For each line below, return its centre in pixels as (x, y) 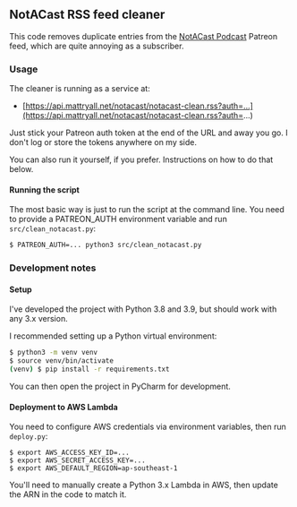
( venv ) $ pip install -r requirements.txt (89, 370)
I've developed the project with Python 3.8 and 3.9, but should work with (143, 309)
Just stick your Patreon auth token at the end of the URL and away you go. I (148, 133)
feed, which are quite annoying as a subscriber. (97, 46)
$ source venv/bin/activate (62, 361)
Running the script (45, 189)
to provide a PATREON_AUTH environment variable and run (119, 219)
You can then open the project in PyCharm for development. (120, 386)
